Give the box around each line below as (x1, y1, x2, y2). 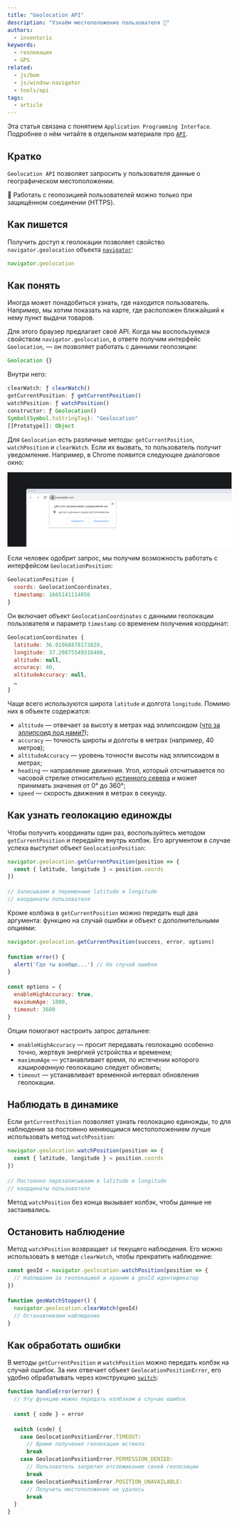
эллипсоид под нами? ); (17, 728, 89, 736)
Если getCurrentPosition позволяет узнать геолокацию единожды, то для (7, 1117, 231, 1126)
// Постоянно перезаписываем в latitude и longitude (7, 1177, 167, 1184)
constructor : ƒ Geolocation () (7, 407, 97, 415)
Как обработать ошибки (7, 1339, 121, 1351)
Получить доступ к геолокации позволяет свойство (7, 237, 165, 246)
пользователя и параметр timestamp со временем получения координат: (7, 619, 229, 627)
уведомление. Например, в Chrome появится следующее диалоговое (7, 450, 221, 459)
